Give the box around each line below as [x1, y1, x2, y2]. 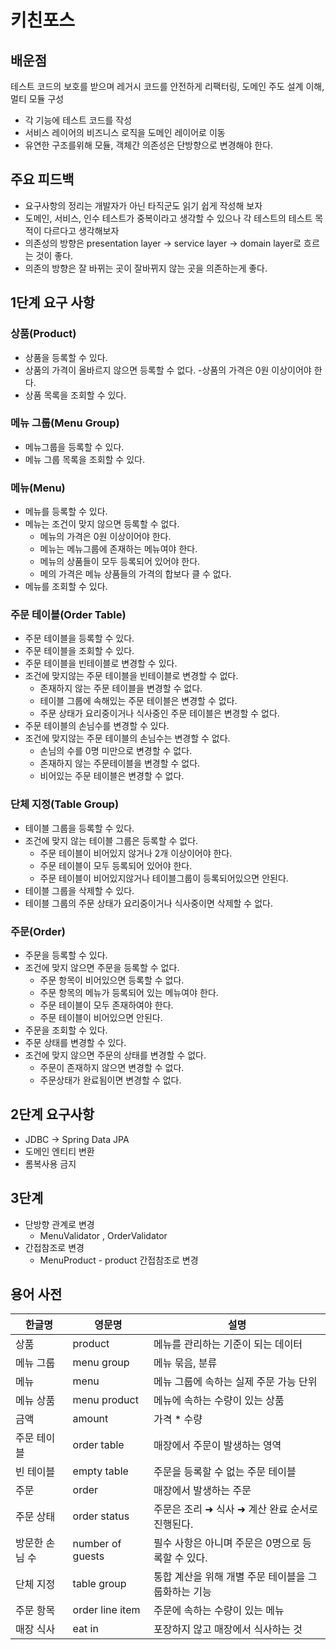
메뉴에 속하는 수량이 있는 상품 [153, 1394, 285, 1408]
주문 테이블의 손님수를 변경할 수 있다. [24, 720, 170, 732]
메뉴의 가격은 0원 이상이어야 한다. [39, 531, 172, 543]
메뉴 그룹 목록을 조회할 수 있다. [24, 453, 145, 465]
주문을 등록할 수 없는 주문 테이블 [153, 1465, 297, 1479]
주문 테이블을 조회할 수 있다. [24, 645, 135, 657]
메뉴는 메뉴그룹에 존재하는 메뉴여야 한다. [39, 543, 198, 555]
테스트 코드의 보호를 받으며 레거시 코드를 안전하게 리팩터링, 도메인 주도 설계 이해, [10, 81, 325, 92]
